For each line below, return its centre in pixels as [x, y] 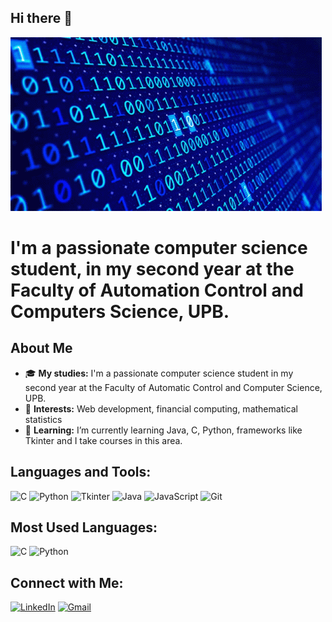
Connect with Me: [67, 582]
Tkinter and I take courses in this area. [103, 440]
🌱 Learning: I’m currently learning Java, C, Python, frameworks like [163, 430]
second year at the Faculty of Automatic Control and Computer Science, [173, 387]
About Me [41, 348]
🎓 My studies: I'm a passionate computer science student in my [159, 373]
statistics [43, 419]
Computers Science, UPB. [120, 312]
